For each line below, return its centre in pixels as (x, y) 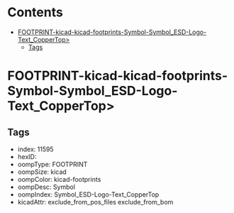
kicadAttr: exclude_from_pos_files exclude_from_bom (95, 202)
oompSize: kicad (42, 172)
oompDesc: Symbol (46, 187)
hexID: (27, 156)
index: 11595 (36, 149)
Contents (35, 12)
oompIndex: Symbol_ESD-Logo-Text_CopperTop (88, 194)
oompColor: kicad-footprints (59, 179)
